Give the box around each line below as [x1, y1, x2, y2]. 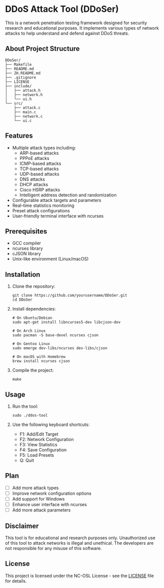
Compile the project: [12, 367, 54, 373]
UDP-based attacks [19, 171, 60, 177]
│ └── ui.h [5, 96, 32, 102]
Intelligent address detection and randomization [19, 192, 117, 198]
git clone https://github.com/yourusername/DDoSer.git [12, 293, 128, 298]
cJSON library [12, 251, 41, 257]
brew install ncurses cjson [12, 359, 70, 364]
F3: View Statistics [19, 442, 58, 447]
